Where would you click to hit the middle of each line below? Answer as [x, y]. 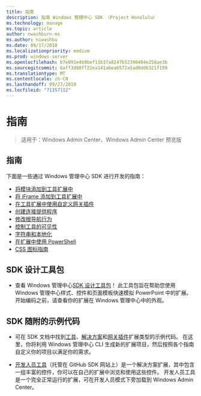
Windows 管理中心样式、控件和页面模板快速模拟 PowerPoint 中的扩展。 [103, 293]
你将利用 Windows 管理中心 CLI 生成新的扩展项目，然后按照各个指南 [110, 344]
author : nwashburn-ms [33, 34]
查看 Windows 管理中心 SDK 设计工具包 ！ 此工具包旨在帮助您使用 [95, 285]
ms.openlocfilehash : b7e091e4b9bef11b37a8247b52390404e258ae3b [87, 62]
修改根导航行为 [33, 219]
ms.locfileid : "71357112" [38, 90]
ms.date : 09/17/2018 [32, 46]
